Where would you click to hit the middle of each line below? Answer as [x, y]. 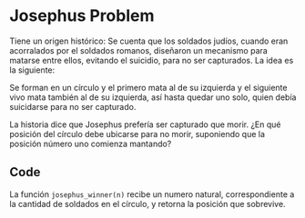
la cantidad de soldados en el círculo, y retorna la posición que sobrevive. [147, 203]
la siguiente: [32, 70]
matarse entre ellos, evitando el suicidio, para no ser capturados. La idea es [152, 60]
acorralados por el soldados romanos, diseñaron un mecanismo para [139, 50]
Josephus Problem [82, 16]
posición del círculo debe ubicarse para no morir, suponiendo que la [137, 134]
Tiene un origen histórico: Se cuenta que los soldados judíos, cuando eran [149, 41]
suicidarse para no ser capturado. [73, 106]
